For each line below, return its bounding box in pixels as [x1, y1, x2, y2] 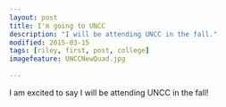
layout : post [9, 12, 58, 22]
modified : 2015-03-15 [9, 37, 90, 47]
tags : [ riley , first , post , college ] [9, 46, 150, 55]
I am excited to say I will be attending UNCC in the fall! [9, 86, 209, 98]
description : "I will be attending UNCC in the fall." [9, 29, 218, 38]
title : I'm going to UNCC [9, 21, 105, 30]
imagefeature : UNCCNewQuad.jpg [9, 54, 126, 63]
